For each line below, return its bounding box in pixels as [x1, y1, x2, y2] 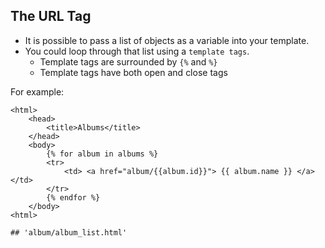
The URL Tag [10, 8, 92, 25]
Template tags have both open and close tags [39, 66, 228, 78]
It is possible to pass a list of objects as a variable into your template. [24, 34, 310, 46]
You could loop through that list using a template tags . [24, 45, 250, 57]
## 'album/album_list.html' [10, 227, 128, 238]
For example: [10, 85, 65, 98]
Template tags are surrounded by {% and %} [39, 55, 218, 68]
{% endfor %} [46, 192, 101, 203]
